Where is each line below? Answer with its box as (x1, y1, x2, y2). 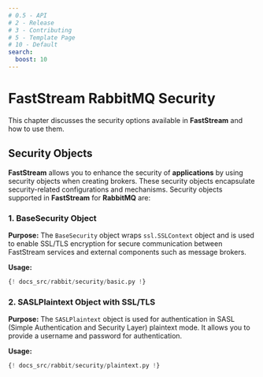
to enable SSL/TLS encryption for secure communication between (8, 238, 223, 248)
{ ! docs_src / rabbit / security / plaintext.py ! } (8, 362, 160, 370)
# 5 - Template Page (8, 33, 76, 42)
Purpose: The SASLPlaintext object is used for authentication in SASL (8, 315, 235, 324)
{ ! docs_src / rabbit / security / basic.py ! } (8, 278, 146, 286)
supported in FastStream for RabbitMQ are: (8, 192, 151, 202)
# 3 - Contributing (8, 26, 72, 34)
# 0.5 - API (8, 11, 47, 20)
